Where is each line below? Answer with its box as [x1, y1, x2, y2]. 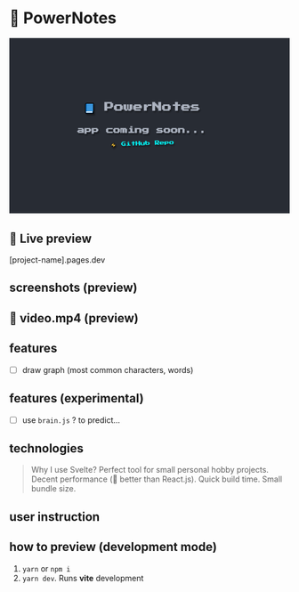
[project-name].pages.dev [9, 255, 106, 265]
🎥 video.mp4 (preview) [9, 311, 140, 326]
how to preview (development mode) [9, 539, 218, 555]
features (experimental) [9, 391, 144, 406]
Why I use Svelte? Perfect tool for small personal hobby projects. [30, 465, 270, 475]
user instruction [9, 509, 101, 524]
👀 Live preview [9, 231, 92, 246]
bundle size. [30, 483, 77, 494]
